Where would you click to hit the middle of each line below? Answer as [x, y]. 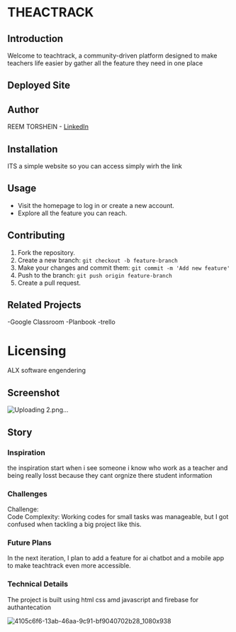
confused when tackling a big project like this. [74, 524]
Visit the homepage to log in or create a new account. [96, 205]
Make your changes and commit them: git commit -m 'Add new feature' [124, 268]
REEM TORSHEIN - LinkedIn [48, 127]
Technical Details [38, 584]
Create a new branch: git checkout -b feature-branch [98, 260]
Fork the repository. [46, 252]
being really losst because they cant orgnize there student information [110, 475]
